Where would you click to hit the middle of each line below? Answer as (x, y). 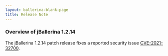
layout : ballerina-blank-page (37, 10)
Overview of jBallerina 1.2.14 (40, 32)
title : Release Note (27, 14)
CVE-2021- (151, 42)
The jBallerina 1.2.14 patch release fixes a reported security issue (72, 42)
